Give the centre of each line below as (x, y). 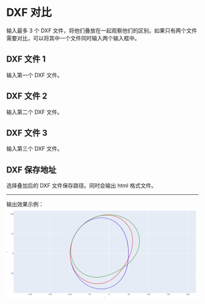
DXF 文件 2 (27, 96)
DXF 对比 (29, 12)
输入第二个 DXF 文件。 (34, 112)
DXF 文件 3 (27, 133)
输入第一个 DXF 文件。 (34, 75)
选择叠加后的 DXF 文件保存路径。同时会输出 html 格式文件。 (81, 186)
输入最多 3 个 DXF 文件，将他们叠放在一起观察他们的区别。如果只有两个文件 (102, 30)
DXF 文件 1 (26, 59)
